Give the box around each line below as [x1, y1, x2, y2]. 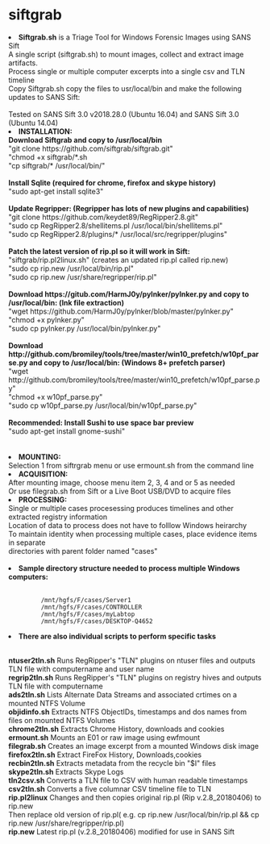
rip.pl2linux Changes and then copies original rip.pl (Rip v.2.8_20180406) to [8, 792, 262, 802]
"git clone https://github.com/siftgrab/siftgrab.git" [8, 143, 173, 153]
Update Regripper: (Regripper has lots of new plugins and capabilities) [8, 203, 250, 213]
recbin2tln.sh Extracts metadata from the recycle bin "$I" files [8, 758, 216, 767]
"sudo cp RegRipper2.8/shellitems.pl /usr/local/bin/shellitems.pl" [8, 220, 223, 231]
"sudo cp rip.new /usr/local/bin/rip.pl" [8, 264, 135, 273]
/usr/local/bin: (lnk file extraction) [8, 297, 125, 307]
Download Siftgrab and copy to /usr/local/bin [8, 135, 163, 144]
